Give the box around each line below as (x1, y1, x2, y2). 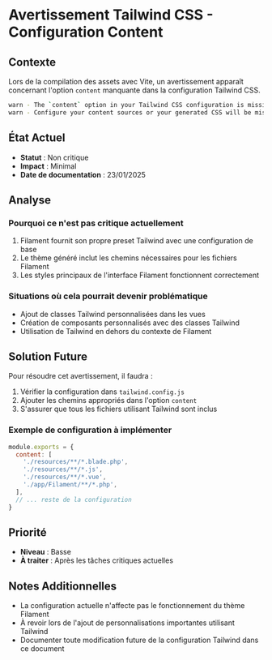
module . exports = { (8, 443, 74, 451)
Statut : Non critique (19, 152, 89, 162)
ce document (19, 644, 65, 654)
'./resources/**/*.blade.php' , (23, 458, 129, 466)
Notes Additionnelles (8, 579, 117, 593)
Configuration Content (8, 23, 164, 41)
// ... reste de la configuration (15, 495, 132, 504)
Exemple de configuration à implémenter (8, 424, 172, 435)
